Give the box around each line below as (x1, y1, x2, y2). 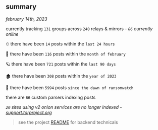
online (6, 31, 19, 37)
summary (6, 3, 37, 11)
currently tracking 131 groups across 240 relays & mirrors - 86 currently (6, 26, 153, 32)
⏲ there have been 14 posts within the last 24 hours (6, 41, 115, 47)
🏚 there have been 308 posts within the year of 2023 (6, 73, 117, 79)
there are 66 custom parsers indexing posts (6, 94, 96, 100)
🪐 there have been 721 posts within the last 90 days (6, 61, 116, 67)
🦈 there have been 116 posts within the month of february (6, 51, 126, 57)
